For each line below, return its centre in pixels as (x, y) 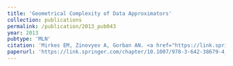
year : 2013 (23, 33)
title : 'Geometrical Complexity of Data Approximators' (89, 13)
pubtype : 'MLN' (29, 39)
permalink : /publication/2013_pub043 (62, 26)
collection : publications (44, 20)
